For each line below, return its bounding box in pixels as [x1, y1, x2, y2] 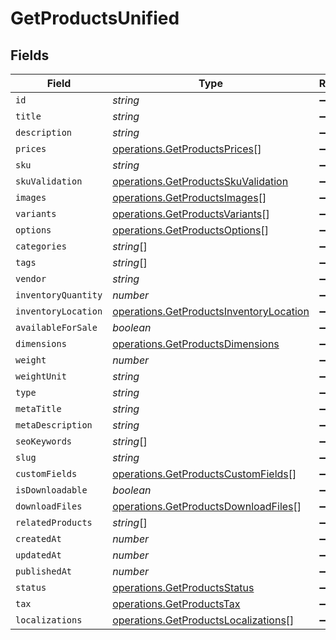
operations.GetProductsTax [112, 597, 241, 611]
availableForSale [15, 322, 98, 333]
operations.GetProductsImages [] [112, 191, 267, 204]
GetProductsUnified [10, 7, 180, 30]
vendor [15, 273, 47, 284]
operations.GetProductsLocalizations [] [112, 613, 295, 627]
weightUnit [15, 371, 67, 382]
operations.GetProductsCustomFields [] [112, 467, 297, 481]
